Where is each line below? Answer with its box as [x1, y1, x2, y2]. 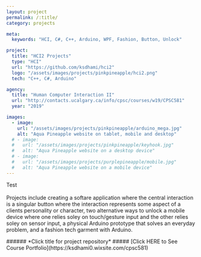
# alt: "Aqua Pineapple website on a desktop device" [11, 148, 155, 154]
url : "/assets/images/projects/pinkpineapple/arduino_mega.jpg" [17, 125, 182, 132]
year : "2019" [11, 103, 45, 109]
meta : [6, 31, 20, 37]
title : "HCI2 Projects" [11, 53, 71, 59]
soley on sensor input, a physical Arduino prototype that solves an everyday [6, 220, 196, 227]
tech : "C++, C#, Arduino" [11, 75, 77, 81]
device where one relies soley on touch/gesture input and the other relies [6, 213, 188, 220]
